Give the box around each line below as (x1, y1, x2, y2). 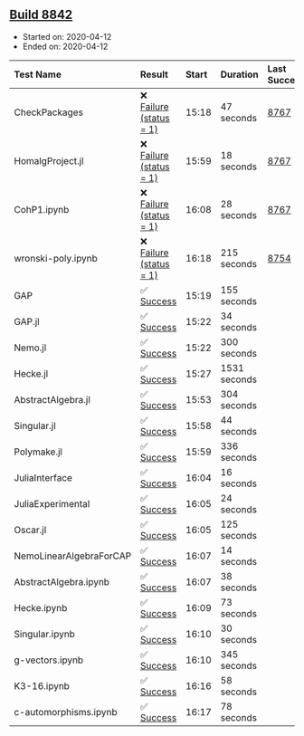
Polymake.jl (14, 445, 63, 458)
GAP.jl (14, 315, 40, 328)
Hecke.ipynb (14, 601, 68, 614)
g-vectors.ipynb (14, 654, 84, 666)
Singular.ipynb (14, 627, 75, 640)
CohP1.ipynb (14, 203, 70, 215)
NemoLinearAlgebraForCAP (14, 550, 132, 562)
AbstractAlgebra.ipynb (14, 575, 110, 588)
